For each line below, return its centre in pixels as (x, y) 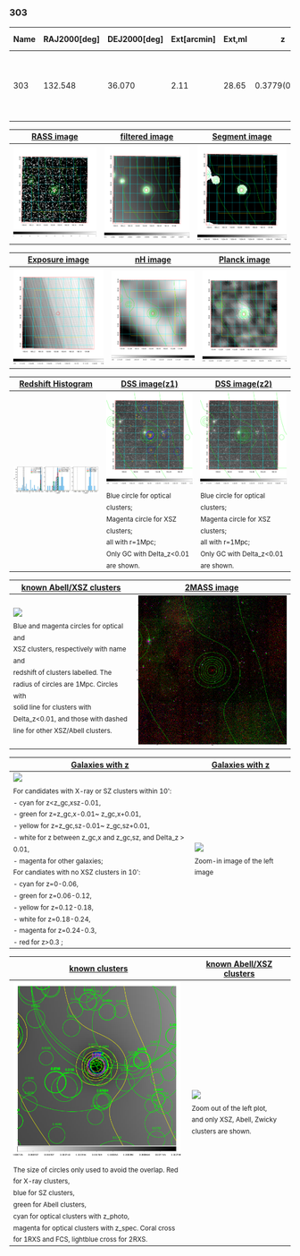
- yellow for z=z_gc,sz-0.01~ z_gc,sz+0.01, (81, 825)
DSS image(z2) (243, 384)
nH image (153, 260)
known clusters (99, 969)
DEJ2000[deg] (135, 39)
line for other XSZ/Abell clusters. (62, 731)
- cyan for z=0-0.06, (46, 884)
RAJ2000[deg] (71, 39)
